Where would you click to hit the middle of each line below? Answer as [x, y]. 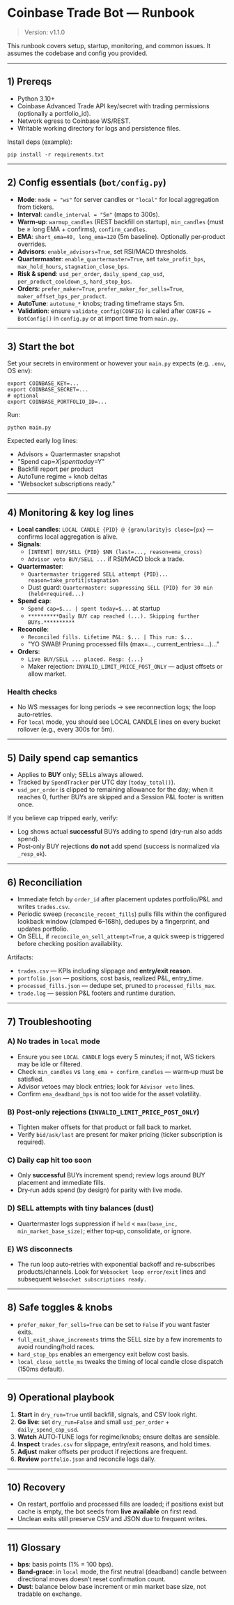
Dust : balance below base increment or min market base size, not [112, 1587]
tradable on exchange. [49, 1594]
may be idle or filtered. [49, 1064]
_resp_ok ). [32, 854]
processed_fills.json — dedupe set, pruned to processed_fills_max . [117, 986]
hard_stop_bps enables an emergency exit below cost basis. [103, 1354]
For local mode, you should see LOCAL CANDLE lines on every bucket [119, 722]
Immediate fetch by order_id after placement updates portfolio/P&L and [120, 899]
